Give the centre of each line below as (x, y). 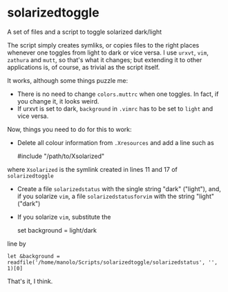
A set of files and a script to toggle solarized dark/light (85, 32)
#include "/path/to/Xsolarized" (61, 156)
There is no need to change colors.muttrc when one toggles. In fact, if (118, 94)
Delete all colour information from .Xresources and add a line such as (115, 142)
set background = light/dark (57, 230)
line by (17, 244)
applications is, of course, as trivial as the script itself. (84, 67)
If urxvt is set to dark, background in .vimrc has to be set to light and (115, 108)
